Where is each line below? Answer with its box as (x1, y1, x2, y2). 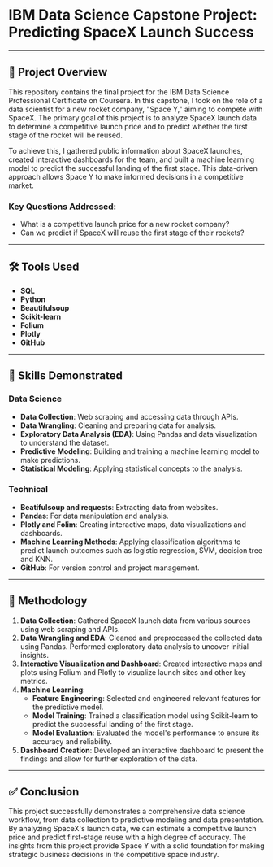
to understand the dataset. (19, 438, 110, 447)
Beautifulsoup (19, 303, 70, 312)
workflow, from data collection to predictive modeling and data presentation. (8, 815, 264, 825)
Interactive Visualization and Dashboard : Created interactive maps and (19, 659, 262, 669)
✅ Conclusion (8, 785, 80, 799)
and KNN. (19, 554, 53, 564)
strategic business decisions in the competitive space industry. (8, 850, 219, 860)
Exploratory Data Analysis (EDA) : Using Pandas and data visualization (19, 429, 258, 438)
